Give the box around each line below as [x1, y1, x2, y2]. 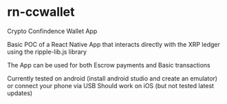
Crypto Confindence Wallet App [7, 27, 98, 35]
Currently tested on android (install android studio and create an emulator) [7, 74, 218, 83]
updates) [7, 89, 33, 97]
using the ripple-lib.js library [7, 48, 87, 56]
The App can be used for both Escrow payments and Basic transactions [7, 61, 211, 69]
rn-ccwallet [7, 4, 75, 20]
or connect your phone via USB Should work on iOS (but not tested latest [7, 81, 215, 90]
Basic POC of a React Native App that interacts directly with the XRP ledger [7, 40, 220, 48]
